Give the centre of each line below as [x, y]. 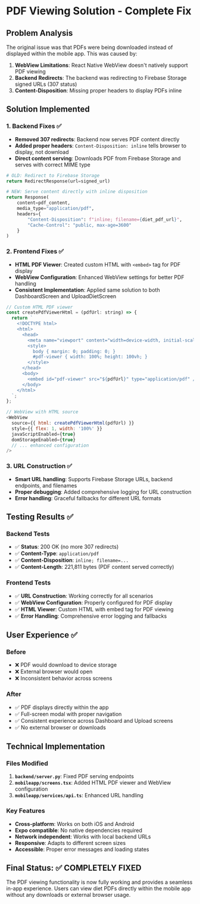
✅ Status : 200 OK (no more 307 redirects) [67, 547]
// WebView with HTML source [42, 412]
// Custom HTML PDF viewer [40, 307]
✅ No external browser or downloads [60, 727]
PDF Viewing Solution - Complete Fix [99, 11]
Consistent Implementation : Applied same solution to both [87, 290]
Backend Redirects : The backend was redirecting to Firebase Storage [101, 78]
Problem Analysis [40, 33]
